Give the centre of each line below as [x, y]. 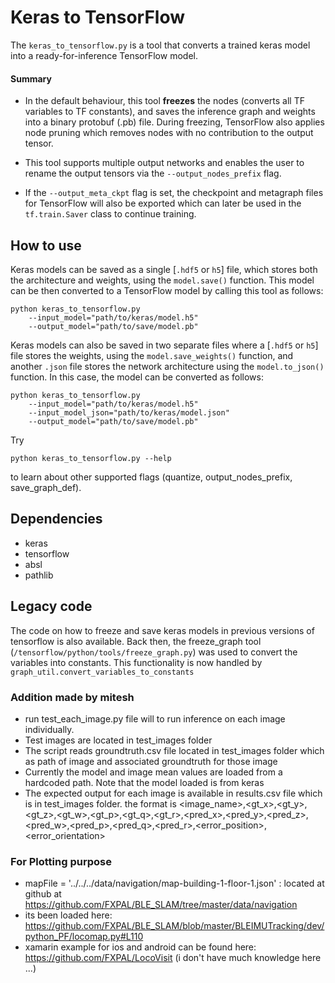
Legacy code [51, 606]
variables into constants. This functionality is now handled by [136, 662]
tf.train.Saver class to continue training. [110, 214]
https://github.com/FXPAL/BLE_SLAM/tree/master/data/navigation [161, 905]
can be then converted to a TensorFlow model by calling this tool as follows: [167, 290]
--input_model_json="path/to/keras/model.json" [129, 412]
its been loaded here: [68, 915]
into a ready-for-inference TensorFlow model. [104, 55]
